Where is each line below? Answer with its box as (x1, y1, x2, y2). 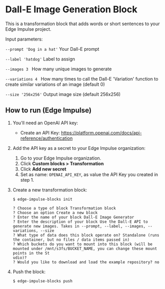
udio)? (12, 255, 27, 260)
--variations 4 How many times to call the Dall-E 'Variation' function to (5, 75, 158, 82)
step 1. (20, 177, 34, 183)
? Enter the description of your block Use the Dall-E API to (12, 219, 148, 224)
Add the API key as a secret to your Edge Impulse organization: (12, 145, 146, 151)
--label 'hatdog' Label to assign (5, 55, 75, 62)
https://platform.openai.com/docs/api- (61, 129, 142, 136)
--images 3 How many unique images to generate (5, 66, 112, 72)
